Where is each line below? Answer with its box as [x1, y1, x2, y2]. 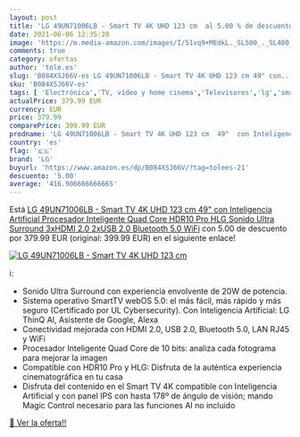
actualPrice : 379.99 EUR [9, 96, 102, 106]
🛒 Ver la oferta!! [9, 417, 67, 428]
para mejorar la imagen [21, 353, 108, 364]
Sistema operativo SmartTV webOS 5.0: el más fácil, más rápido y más [21, 296, 281, 306]
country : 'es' [9, 138, 62, 147]
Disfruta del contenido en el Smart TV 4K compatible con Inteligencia [21, 381, 278, 392]
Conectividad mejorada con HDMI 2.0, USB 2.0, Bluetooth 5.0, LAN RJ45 [21, 324, 290, 335]
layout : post [9, 13, 58, 22]
